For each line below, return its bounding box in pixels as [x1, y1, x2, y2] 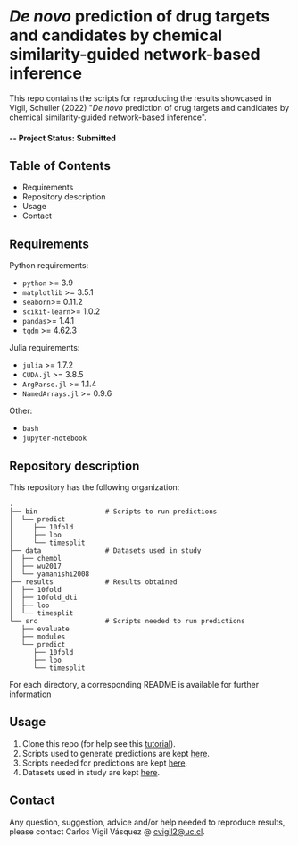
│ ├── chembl [9, 554, 62, 563]
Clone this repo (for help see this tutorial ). [21, 738, 176, 749]
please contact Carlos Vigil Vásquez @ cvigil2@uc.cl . [9, 825, 205, 837]
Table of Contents [9, 158, 112, 173]
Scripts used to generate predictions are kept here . [21, 748, 210, 758]
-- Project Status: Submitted [9, 132, 116, 143]
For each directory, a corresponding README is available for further [9, 679, 260, 689]
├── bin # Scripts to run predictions [9, 507, 218, 516]
